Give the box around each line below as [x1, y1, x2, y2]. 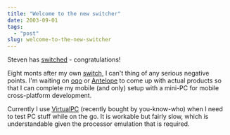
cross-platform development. [7, 92, 92, 100]
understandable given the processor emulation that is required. [7, 120, 190, 128]
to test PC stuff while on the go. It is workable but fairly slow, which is [7, 113, 209, 121]
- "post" [13, 29, 39, 37]
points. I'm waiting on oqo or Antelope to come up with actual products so [7, 76, 222, 85]
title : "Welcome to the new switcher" [7, 10, 121, 17]
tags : [7, 23, 23, 30]
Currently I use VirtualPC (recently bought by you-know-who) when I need [7, 105, 223, 113]
